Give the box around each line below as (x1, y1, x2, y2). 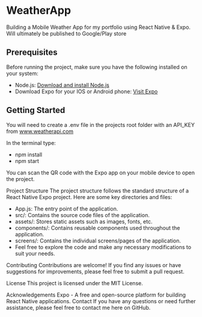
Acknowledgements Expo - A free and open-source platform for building (6, 291, 186, 298)
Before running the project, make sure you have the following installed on (6, 63, 188, 70)
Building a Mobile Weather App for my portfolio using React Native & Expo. (6, 23, 191, 31)
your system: (6, 70, 39, 77)
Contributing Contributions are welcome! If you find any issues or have (6, 261, 182, 268)
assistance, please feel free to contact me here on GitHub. (6, 304, 151, 311)
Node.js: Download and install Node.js (14, 81, 109, 88)
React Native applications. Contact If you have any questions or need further (6, 297, 197, 304)
